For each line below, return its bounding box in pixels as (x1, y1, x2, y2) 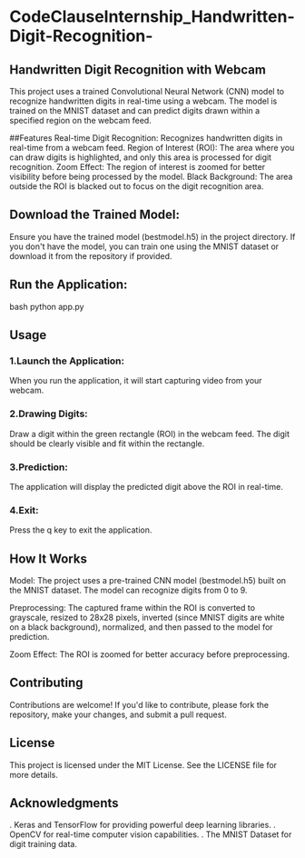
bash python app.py (9, 301, 84, 312)
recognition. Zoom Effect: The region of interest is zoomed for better (9, 162, 266, 172)
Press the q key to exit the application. (9, 524, 152, 535)
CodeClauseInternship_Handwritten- (9, 6, 295, 27)
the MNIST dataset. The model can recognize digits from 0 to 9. (9, 584, 248, 596)
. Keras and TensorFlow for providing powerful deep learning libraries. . (9, 820, 277, 831)
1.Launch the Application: (9, 354, 125, 367)
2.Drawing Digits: (9, 407, 88, 420)
